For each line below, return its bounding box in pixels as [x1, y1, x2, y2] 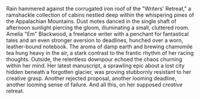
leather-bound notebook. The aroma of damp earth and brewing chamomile [6, 43, 193, 50]
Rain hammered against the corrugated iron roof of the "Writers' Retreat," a [6, 5, 192, 12]
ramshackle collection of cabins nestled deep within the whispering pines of [6, 11, 195, 18]
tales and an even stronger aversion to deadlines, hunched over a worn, [6, 37, 184, 44]
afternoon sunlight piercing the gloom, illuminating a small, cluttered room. [6, 24, 190, 31]
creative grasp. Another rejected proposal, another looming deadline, [6, 75, 177, 82]
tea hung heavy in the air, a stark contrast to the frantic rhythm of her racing [6, 49, 194, 56]
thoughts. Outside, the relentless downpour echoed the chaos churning [6, 56, 183, 63]
